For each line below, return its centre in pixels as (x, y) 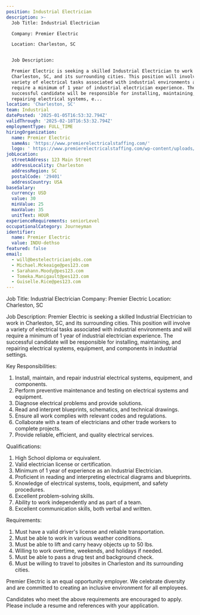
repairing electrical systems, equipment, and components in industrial (92, 348)
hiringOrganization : (32, 132)
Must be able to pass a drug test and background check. (84, 557)
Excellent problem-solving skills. (54, 496)
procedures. (30, 490)
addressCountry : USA (37, 182)
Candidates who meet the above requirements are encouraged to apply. (94, 599)
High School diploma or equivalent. (58, 458)
